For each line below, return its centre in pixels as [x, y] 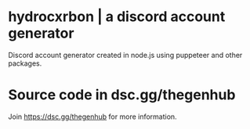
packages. [25, 63]
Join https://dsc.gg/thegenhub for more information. [93, 116]
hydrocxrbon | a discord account [117, 17]
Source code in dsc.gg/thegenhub [122, 95]
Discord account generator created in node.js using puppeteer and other [125, 55]
